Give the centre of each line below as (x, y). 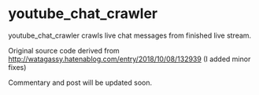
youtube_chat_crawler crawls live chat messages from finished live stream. (130, 35)
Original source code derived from (64, 50)
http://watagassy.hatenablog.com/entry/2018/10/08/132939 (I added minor (129, 59)
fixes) (17, 67)
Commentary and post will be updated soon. (80, 82)
